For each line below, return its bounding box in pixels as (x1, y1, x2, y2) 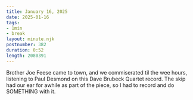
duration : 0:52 (6, 47, 44, 53)
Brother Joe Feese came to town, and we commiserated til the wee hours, (6, 69, 188, 76)
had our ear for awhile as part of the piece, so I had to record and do (6, 81, 175, 89)
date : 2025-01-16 (6, 14, 49, 20)
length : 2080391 (6, 53, 46, 59)
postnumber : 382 (6, 42, 46, 48)
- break (6, 31, 26, 37)
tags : (6, 20, 20, 25)
